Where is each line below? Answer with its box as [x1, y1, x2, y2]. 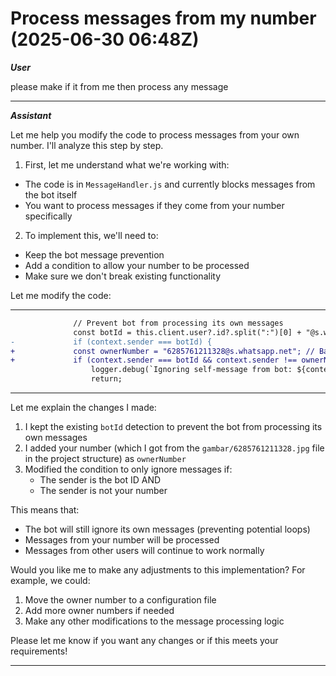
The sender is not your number [39, 485, 168, 497]
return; [90, 374, 123, 384]
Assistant [10, 109, 52, 121]
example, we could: [10, 575, 91, 587]
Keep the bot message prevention [24, 248, 165, 261]
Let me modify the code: [10, 289, 112, 301]
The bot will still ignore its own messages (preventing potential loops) [24, 523, 311, 536]
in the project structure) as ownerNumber [24, 453, 187, 465]
